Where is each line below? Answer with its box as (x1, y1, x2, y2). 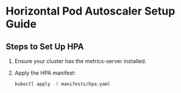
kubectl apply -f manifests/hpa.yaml (14, 81, 111, 87)
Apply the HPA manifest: (14, 69, 76, 77)
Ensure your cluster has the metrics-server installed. (14, 58, 147, 64)
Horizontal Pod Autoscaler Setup (5, 4, 176, 18)
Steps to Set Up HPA (5, 41, 84, 52)
